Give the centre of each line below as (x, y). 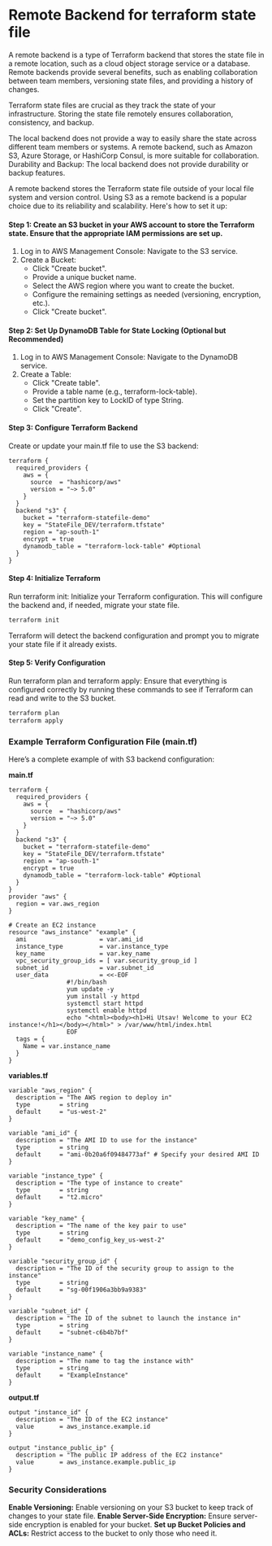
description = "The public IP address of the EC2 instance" (119, 1455)
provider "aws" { (38, 897)
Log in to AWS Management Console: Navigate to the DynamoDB (129, 357)
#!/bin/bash (86, 982)
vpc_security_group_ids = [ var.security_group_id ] (107, 961)
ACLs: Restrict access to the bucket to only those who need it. (113, 1533)
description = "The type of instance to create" (99, 1183)
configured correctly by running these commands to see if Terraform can (131, 689)
